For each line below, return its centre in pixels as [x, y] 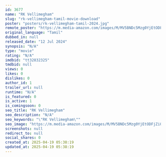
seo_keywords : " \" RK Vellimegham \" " [43, 119]
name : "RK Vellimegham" [30, 14]
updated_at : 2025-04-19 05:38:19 [40, 147]
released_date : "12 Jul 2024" [36, 42]
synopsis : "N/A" [22, 46]
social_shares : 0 [23, 138]
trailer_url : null [24, 87]
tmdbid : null [19, 64]
